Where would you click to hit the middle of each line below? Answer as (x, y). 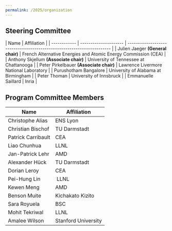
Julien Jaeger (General (142, 49)
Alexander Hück (27, 162)
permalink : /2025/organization (39, 10)
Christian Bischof (29, 129)
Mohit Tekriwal (26, 213)
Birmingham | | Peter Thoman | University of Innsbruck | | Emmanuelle (79, 76)
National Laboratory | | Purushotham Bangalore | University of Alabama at (83, 70)
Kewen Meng (24, 187)
